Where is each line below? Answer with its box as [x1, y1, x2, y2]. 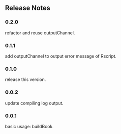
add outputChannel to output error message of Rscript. [5, 53, 117, 59]
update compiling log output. [5, 100, 64, 106]
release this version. [5, 77, 46, 82]
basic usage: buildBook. [5, 123, 54, 129]
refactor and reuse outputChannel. [5, 29, 75, 36]
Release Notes [5, 4, 51, 12]
